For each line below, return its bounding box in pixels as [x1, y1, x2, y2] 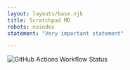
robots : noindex [7, 23, 55, 30]
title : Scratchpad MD [7, 17, 71, 24]
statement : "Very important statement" [7, 29, 124, 37]
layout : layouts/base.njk [7, 10, 83, 17]
